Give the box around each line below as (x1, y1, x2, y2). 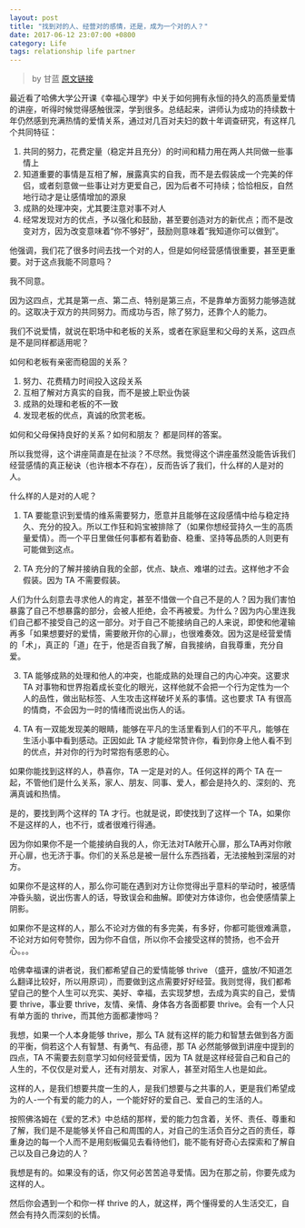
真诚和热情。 (16, 789, 65, 800)
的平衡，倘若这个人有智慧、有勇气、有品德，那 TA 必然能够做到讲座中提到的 (9, 1041, 295, 1052)
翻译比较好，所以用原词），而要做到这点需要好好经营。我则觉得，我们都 (16, 976, 284, 987)
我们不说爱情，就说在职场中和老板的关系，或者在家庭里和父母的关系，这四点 (9, 326, 296, 337)
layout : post (9, 13, 59, 23)
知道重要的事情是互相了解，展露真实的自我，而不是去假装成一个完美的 (22, 169, 286, 180)
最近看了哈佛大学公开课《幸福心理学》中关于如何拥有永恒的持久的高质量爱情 (9, 93, 296, 104)
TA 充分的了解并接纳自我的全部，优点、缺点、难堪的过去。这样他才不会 (22, 563, 290, 574)
